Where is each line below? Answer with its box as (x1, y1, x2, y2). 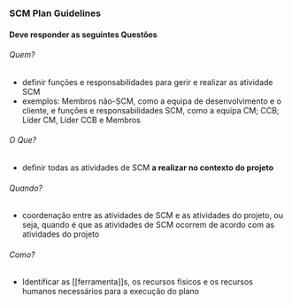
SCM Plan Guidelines (9, 7, 102, 20)
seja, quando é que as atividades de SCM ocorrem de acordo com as (21, 220, 275, 231)
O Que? (9, 135, 37, 145)
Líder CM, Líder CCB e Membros (21, 114, 142, 125)
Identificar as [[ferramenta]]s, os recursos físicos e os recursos (21, 277, 254, 287)
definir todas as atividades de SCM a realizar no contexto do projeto (21, 162, 274, 173)
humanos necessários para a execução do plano (21, 286, 200, 297)
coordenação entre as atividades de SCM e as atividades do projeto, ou (21, 210, 284, 221)
